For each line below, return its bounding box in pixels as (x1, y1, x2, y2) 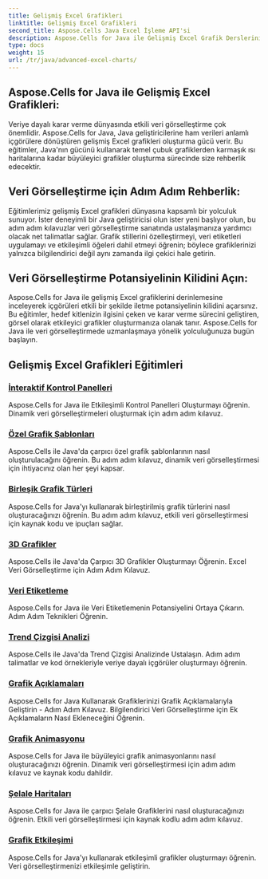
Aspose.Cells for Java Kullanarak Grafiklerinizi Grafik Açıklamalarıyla (8, 696, 233, 706)
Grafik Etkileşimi (8, 834, 73, 845)
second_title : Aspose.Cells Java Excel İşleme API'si (8, 26, 191, 34)
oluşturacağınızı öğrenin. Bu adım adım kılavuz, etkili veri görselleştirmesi (8, 510, 249, 519)
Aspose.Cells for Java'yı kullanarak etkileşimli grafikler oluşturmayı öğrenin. (8, 853, 257, 862)
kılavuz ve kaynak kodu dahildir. (8, 768, 113, 778)
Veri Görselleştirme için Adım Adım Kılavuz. (8, 565, 151, 574)
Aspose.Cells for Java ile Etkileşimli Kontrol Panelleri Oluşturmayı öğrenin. (8, 400, 250, 409)
